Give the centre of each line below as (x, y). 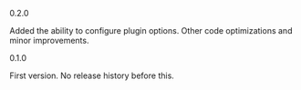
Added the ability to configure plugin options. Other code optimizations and (151, 30)
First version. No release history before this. (92, 75)
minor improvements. (49, 40)
